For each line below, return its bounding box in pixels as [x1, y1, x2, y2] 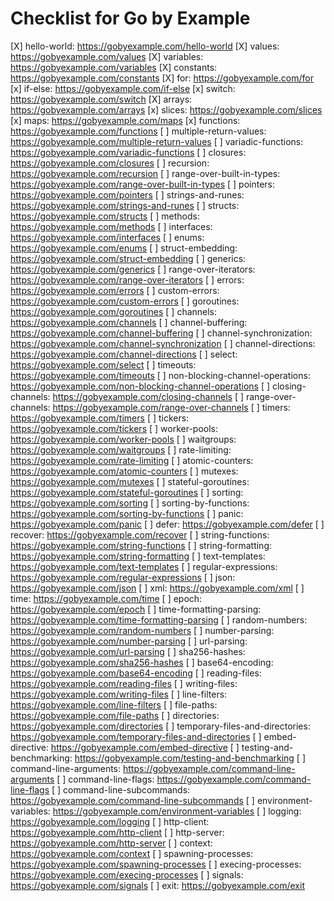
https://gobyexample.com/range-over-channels [52, 401, 249, 413]
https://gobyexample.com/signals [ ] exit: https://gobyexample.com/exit [10, 879, 305, 891]
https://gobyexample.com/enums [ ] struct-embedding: [10, 242, 238, 254]
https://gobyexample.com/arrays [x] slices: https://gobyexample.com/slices [10, 103, 323, 116]
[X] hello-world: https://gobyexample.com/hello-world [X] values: [10, 40, 280, 52]
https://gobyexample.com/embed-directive [50, 741, 228, 753]
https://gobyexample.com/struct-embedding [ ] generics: [10, 252, 247, 264]
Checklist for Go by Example [10, 7, 251, 30]
